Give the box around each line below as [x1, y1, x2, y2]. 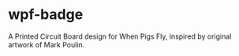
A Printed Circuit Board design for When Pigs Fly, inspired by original [8, 32, 232, 41]
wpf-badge [8, 6, 84, 24]
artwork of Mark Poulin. [8, 39, 85, 49]
